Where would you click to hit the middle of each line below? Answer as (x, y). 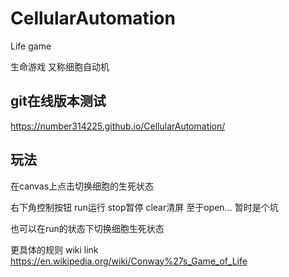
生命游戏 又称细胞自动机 (60, 66)
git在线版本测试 (58, 101)
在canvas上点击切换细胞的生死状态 (82, 186)
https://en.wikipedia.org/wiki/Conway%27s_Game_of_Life (129, 261)
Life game (31, 46)
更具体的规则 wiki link (54, 249)
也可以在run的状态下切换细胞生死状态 (87, 228)
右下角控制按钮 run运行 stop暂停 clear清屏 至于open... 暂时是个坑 (144, 207)
